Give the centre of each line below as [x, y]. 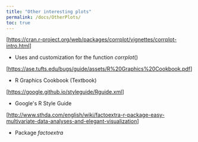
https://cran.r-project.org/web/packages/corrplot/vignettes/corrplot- [92, 40]
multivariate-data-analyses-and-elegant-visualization [72, 121]
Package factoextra [39, 133]
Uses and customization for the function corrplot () [76, 58]
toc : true [18, 23]
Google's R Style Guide [43, 103]
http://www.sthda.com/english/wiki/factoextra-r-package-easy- [86, 115]
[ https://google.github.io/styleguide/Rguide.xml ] [65, 92]
